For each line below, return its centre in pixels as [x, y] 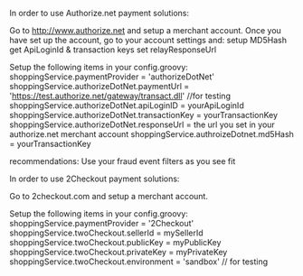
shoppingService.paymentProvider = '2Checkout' [102, 223]
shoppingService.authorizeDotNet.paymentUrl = [99, 86]
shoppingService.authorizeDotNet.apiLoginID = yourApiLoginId [127, 106]
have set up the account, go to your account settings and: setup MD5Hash [148, 40]
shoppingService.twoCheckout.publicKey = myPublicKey [115, 242]
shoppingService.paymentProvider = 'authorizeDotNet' [112, 77]
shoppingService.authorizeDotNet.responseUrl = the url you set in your [142, 124]
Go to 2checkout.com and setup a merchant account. [109, 196]
